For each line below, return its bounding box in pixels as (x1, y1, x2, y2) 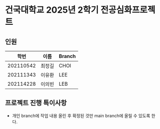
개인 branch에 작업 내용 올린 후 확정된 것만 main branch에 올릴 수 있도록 (12, 112, 150, 118)
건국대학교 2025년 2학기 (5, 4, 99, 16)
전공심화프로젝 (100, 4, 156, 16)
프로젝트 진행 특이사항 (5, 99, 67, 107)
